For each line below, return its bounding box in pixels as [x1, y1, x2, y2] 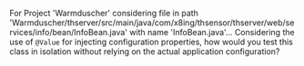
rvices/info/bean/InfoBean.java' [9, 27, 127, 37]
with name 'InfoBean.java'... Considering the [128, 27, 295, 37]
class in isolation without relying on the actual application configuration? [9, 46, 280, 57]
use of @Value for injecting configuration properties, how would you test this [9, 36, 294, 47]
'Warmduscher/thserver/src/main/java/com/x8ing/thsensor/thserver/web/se [9, 17, 295, 28]
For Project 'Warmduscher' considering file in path [9, 8, 198, 18]
